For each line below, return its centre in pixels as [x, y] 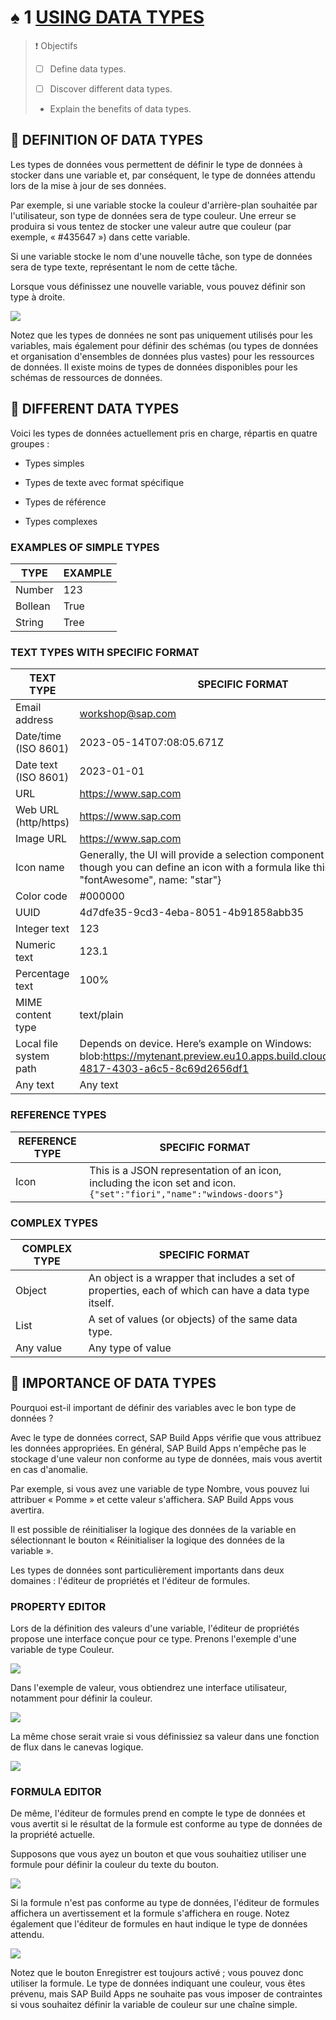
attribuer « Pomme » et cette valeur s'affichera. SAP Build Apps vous [152, 1499]
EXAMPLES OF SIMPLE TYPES [85, 547]
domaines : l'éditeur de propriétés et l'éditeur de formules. [130, 1580]
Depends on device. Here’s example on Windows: [195, 1044]
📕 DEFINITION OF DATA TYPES [106, 140]
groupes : [30, 443]
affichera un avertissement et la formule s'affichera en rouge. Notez [150, 1913]
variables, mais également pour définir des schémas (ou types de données [164, 345]
